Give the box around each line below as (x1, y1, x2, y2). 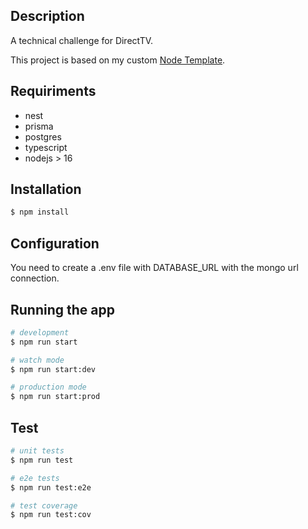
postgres (24, 130, 62, 143)
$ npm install (10, 207, 70, 218)
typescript (24, 141, 68, 153)
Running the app (10, 301, 115, 318)
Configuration (10, 235, 100, 252)
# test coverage (10, 500, 78, 511)
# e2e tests (10, 473, 60, 483)
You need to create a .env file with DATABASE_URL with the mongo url (10, 262, 299, 274)
